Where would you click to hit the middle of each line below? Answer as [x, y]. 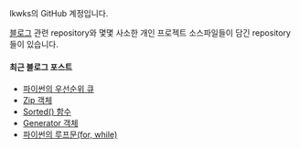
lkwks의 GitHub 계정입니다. [59, 13]
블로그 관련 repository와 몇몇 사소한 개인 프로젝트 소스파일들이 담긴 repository [150, 33]
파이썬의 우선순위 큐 [58, 89]
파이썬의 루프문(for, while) [70, 134]
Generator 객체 [50, 123]
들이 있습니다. [34, 44]
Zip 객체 [37, 101]
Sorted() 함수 [47, 112]
